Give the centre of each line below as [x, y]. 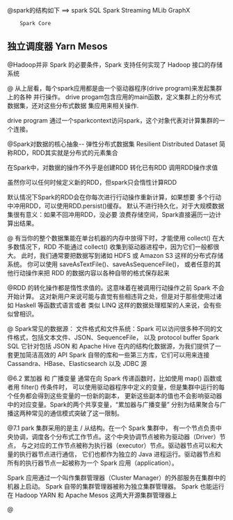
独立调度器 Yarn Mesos [57, 46]
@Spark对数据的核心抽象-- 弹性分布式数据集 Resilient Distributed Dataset [112, 144]
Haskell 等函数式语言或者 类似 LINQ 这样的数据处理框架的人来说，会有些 [118, 305]
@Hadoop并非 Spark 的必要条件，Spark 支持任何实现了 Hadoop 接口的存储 [115, 64]
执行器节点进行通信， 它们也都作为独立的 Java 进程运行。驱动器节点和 [120, 454]
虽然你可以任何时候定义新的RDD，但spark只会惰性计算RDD [92, 182]
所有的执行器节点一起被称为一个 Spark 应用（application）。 [93, 463]
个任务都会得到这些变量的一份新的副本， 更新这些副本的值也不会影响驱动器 [115, 395]
